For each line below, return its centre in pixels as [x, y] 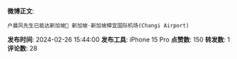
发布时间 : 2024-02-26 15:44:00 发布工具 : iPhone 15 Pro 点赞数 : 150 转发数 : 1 [119, 39]
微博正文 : [21, 11]
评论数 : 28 [22, 48]
